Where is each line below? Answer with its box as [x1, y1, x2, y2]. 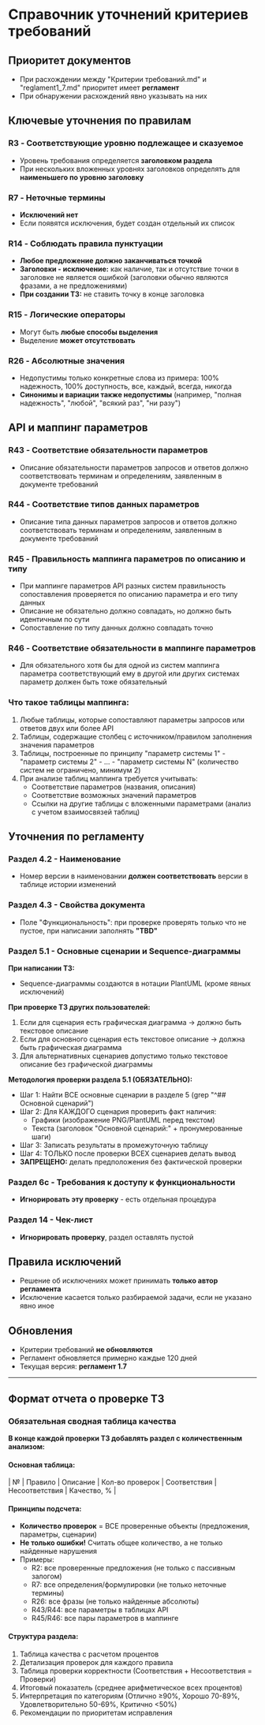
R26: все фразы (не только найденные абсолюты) [31, 1596, 200, 1606]
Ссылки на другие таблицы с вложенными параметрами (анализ [31, 799, 252, 808]
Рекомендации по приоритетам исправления [19, 1708, 173, 1717]
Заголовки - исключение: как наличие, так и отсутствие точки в [19, 264, 239, 274]
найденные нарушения [19, 1547, 97, 1556]
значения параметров [19, 740, 95, 750]
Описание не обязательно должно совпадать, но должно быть [19, 606, 232, 616]
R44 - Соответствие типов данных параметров [8, 499, 200, 510]
